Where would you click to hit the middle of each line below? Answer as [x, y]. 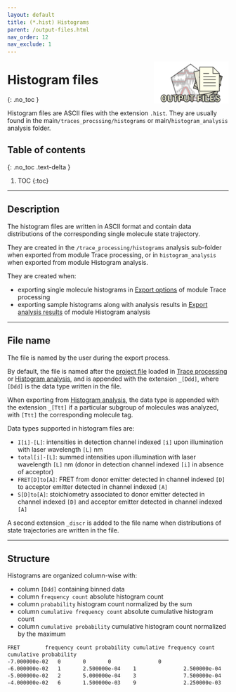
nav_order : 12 [28, 37]
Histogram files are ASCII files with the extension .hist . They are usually [112, 113]
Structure [29, 559]
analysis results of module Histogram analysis [84, 312]
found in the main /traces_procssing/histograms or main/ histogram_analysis [118, 121]
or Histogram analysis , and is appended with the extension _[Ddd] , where [113, 379]
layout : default [31, 15]
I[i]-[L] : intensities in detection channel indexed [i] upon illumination [120, 442]
